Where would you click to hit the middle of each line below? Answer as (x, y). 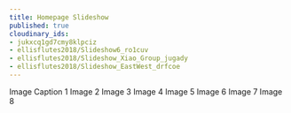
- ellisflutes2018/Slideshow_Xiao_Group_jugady (99, 58)
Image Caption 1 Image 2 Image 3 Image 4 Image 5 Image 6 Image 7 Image (146, 91)
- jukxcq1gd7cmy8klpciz (53, 42)
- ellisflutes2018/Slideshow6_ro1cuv (79, 50)
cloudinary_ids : (39, 34)
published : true (39, 26)
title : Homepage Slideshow (59, 17)
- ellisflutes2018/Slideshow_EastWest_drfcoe (94, 67)
